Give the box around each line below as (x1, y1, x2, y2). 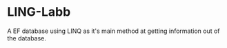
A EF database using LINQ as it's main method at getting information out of (7, 27, 220, 35)
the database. (7, 34, 47, 42)
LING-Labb (7, 4, 71, 20)
